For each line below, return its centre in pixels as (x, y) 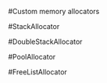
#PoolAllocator (32, 57)
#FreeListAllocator (38, 72)
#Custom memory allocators (54, 11)
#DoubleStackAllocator (45, 41)
